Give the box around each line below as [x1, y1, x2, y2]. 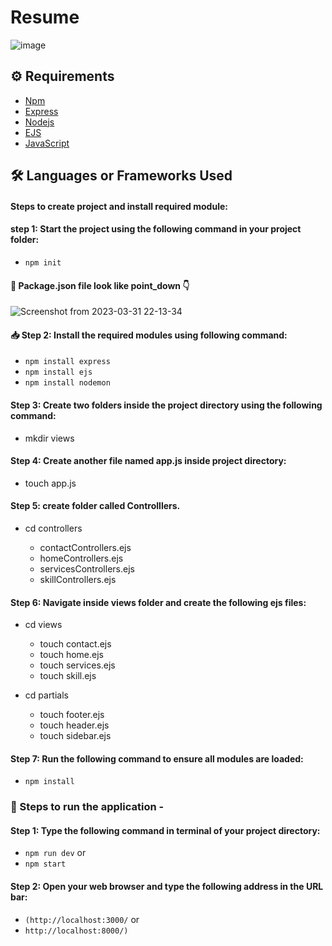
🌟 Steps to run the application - [10, 800, 165, 814]
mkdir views [24, 432, 75, 444]
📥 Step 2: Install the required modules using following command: [10, 329, 288, 341]
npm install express [24, 357, 111, 367]
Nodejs [24, 116, 55, 128]
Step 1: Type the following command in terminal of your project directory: [10, 824, 321, 836]
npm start [24, 859, 67, 870]
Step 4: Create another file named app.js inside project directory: [10, 455, 287, 467]
